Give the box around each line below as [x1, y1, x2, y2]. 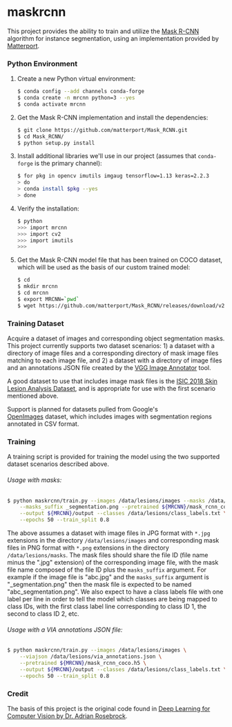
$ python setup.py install [17, 139, 95, 146]
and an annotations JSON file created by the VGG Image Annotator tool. [7, 364, 211, 372]
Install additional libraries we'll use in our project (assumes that [17, 152, 197, 160]
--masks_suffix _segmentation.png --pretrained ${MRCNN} [19, 503, 187, 511]
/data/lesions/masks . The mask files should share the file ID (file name [7, 551, 209, 559]
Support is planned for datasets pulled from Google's [7, 405, 159, 414]
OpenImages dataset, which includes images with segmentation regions [7, 412, 212, 421]
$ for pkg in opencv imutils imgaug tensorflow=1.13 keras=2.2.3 [17, 173, 209, 180]
